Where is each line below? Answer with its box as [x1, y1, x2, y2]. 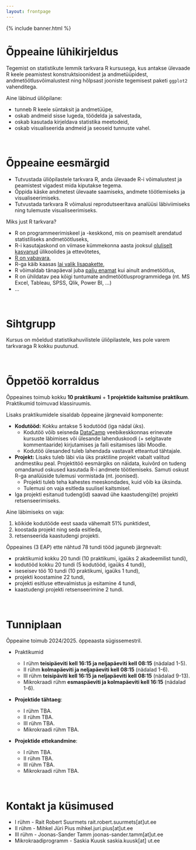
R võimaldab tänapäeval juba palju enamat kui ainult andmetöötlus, [14, 267, 176, 274]
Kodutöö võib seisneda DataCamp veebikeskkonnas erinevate [23, 429, 173, 436]
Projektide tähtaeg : [14, 696, 63, 703]
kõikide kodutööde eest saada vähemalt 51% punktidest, [14, 520, 151, 527]
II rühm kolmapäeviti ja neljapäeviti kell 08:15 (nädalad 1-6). [23, 666, 170, 673]
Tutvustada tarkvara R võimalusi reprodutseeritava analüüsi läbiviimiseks [14, 200, 190, 208]
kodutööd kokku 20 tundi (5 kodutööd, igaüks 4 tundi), [14, 561, 146, 568]
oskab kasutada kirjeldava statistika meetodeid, [14, 118, 129, 125]
